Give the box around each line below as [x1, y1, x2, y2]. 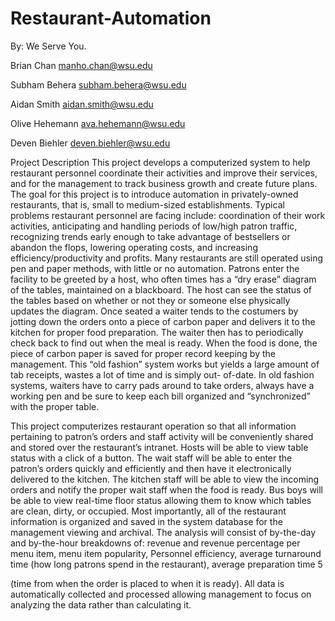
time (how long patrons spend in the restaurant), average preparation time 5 [10, 558, 323, 570]
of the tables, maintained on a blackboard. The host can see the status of [10, 283, 313, 296]
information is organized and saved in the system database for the [10, 515, 283, 527]
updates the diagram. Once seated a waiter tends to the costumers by [10, 305, 299, 317]
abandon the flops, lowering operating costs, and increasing [10, 241, 258, 253]
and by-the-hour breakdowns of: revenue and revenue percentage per [10, 537, 301, 549]
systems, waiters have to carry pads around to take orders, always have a [10, 379, 315, 391]
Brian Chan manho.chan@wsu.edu [10, 59, 153, 71]
